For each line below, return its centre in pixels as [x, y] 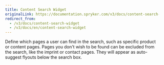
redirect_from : [20, 19]
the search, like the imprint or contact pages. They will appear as [70, 52]
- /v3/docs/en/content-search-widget [48, 28]
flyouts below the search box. [52, 57]
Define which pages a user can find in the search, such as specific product [81, 42]
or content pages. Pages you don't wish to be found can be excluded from [80, 47]
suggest [13, 57]
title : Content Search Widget [36, 10]
